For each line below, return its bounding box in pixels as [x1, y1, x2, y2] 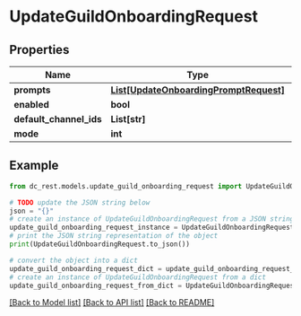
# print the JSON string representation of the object [9, 232, 219, 241]
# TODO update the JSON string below [9, 197, 150, 207]
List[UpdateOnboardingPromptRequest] [110, 83, 285, 96]
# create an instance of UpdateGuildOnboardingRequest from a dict [9, 272, 267, 282]
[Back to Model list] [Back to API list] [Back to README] [9, 297, 215, 308]
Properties [9, 42, 70, 57]
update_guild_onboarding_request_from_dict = [9, 281, 182, 290]
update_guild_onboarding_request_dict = [9, 264, 163, 273]
